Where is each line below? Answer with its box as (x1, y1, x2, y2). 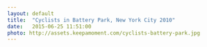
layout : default (7, 10, 54, 17)
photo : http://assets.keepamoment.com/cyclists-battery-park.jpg (7, 29, 200, 37)
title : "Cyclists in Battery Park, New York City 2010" (7, 17, 176, 23)
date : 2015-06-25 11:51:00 (7, 23, 92, 30)
